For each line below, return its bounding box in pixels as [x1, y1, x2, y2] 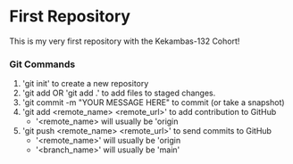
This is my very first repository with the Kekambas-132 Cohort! [9, 36, 240, 46]
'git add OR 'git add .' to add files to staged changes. [21, 87, 216, 99]
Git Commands [9, 58, 76, 70]
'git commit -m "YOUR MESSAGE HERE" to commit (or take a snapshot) [21, 97, 285, 108]
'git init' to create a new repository [21, 78, 149, 89]
